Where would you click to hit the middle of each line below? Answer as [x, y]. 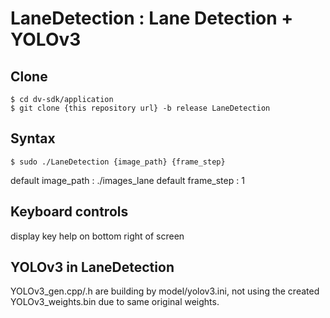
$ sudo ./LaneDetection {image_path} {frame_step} [118, 162]
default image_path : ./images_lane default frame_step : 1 [127, 180]
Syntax [33, 138]
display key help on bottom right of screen [97, 236]
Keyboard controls [69, 212]
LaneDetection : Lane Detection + [152, 18]
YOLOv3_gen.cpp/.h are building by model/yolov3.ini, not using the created [165, 291]
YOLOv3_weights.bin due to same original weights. [115, 302]
